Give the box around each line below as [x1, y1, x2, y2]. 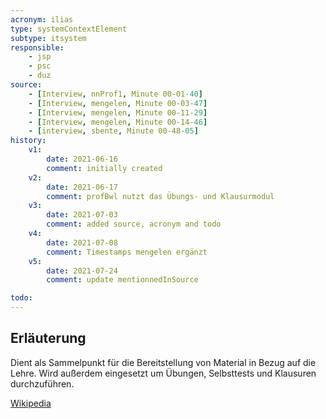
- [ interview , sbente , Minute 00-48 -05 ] [28, 126, 199, 136]
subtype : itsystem [10, 33, 87, 43]
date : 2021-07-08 [46, 237, 118, 248]
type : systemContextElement [10, 24, 128, 34]
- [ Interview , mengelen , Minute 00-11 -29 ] [28, 107, 208, 118]
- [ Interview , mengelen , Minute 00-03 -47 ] [28, 98, 208, 108]
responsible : [10, 42, 65, 53]
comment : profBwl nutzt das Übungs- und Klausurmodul [46, 191, 275, 201]
